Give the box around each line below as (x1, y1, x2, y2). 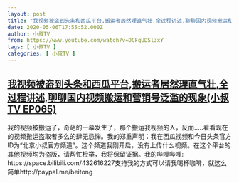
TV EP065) (7, 103, 57, 115)
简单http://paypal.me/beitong (7, 167, 93, 176)
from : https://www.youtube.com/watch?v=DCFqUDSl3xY (7, 37, 164, 44)
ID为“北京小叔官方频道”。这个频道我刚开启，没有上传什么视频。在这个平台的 (7, 140, 231, 150)
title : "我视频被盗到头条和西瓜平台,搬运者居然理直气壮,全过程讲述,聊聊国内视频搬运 (7, 17, 228, 24)
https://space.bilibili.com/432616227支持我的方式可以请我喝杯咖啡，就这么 (7, 158, 228, 167)
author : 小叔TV (7, 30, 51, 38)
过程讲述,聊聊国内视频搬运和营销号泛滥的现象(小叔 (7, 92, 229, 104)
